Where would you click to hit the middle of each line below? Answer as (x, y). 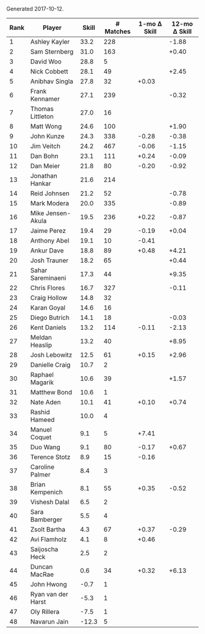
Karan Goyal (48, 308)
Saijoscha (44, 549)
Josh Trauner (49, 260)
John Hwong (49, 584)
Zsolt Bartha (48, 529)
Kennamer (45, 99)
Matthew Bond (51, 392)
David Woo (46, 62)
